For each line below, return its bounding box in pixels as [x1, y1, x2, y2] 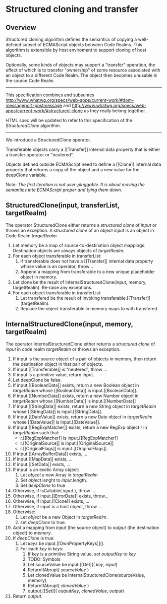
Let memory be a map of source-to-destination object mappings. [12, 242, 146, 248]
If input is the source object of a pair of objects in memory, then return [12, 356, 157, 362]
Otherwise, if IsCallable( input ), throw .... [12, 487, 97, 493]
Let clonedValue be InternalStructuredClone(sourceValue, [27, 572, 146, 578]
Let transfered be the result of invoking [20, 295, 100, 301]
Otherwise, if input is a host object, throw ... [12, 503, 102, 509]
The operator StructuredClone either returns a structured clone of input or [5, 222, 157, 228]
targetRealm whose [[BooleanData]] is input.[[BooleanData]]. [12, 387, 138, 393]
